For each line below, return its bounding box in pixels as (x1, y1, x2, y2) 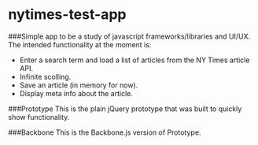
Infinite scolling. (19, 72, 72, 81)
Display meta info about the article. (19, 88, 134, 98)
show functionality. (8, 112, 70, 121)
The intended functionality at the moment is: (8, 39, 152, 49)
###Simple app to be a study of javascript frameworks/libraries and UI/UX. (8, 32, 251, 41)
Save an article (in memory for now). (19, 80, 138, 90)
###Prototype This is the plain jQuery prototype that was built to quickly (8, 104, 242, 113)
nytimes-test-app (8, 6, 127, 24)
